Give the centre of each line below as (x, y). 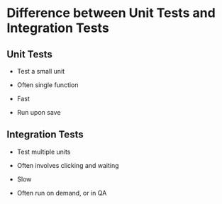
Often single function (48, 85)
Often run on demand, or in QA (62, 193)
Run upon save (39, 112)
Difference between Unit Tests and (111, 13)
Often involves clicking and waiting (68, 165)
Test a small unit (41, 71)
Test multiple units (44, 152)
